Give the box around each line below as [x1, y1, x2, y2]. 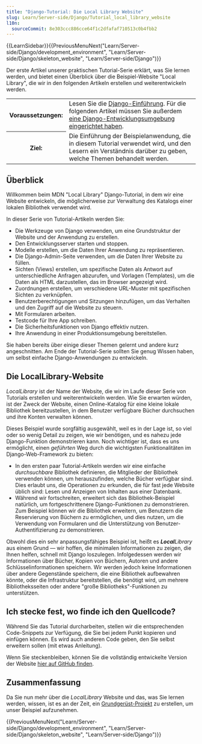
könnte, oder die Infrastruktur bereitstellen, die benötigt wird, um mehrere [6, 576, 189, 584]
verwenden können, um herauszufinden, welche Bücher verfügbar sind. [14, 474, 194, 482]
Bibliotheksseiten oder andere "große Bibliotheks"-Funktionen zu [6, 582, 167, 590]
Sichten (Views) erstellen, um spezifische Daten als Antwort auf [14, 266, 173, 273]
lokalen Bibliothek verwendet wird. [6, 204, 92, 211]
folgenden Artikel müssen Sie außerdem [69, 107, 182, 115]
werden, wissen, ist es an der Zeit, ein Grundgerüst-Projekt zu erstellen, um [6, 700, 194, 707]
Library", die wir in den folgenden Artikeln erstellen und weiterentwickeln [6, 80, 186, 87]
